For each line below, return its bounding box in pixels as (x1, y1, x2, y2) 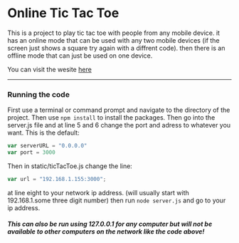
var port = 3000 (7, 149, 55, 156)
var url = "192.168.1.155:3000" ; (7, 175, 107, 182)
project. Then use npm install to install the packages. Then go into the (7, 113, 216, 122)
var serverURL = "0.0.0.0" (7, 143, 87, 150)
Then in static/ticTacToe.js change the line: (7, 162, 133, 170)
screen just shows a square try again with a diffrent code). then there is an (7, 43, 225, 52)
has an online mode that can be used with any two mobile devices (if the (7, 36, 220, 44)
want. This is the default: (7, 128, 80, 137)
